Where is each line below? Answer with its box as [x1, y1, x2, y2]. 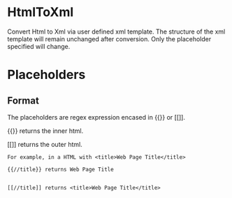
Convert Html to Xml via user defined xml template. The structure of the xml [7, 27, 226, 36]
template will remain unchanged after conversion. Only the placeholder [7, 34, 212, 43]
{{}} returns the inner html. [7, 127, 84, 135]
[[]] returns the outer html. [7, 140, 82, 148]
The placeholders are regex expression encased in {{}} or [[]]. [7, 113, 186, 121]
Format [7, 94, 40, 106]
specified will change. [7, 42, 71, 50]
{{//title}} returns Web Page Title [7, 166, 114, 173]
